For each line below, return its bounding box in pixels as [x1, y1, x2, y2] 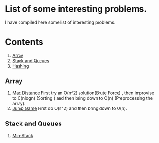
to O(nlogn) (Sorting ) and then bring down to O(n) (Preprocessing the [12, 95, 153, 101]
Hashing [12, 63, 29, 69]
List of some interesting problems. [5, 3, 147, 15]
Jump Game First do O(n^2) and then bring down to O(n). [12, 106, 127, 111]
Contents [5, 36, 44, 48]
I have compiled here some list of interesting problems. [5, 19, 116, 25]
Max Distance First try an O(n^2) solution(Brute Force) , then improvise [12, 90, 155, 96]
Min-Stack [12, 132, 33, 138]
